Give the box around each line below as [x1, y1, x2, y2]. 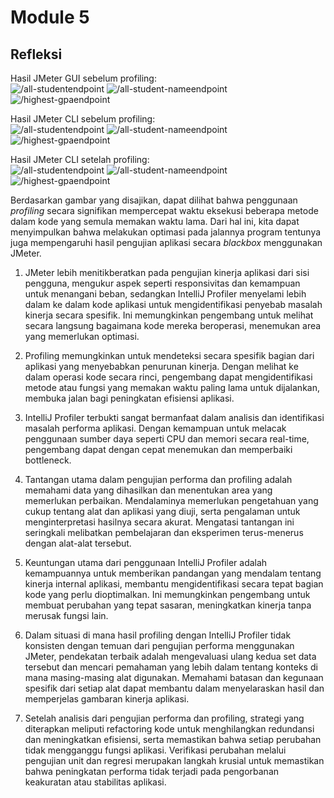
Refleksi [10, 46, 63, 63]
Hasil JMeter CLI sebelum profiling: [10, 113, 156, 125]
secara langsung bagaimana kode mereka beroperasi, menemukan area [24, 320, 322, 331]
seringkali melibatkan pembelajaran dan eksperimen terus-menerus [24, 527, 304, 538]
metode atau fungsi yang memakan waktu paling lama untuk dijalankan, [24, 382, 320, 393]
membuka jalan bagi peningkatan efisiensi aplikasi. [24, 392, 235, 404]
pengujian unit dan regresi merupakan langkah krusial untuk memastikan [24, 755, 325, 766]
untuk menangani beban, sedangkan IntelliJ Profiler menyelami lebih [24, 288, 307, 300]
